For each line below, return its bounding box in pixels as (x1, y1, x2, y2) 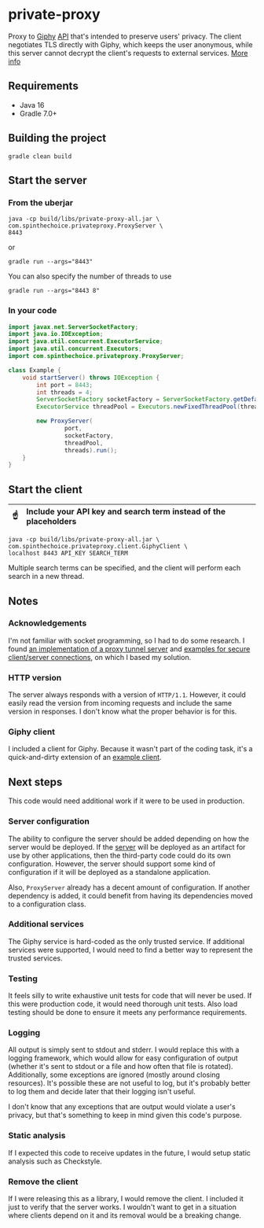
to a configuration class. (8, 899, 86, 909)
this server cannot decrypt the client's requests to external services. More (8, 48, 249, 57)
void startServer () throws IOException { (22, 374, 159, 382)
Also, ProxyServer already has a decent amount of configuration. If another (8, 883, 250, 892)
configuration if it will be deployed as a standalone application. (8, 867, 211, 876)
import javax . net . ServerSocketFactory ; (8, 323, 139, 331)
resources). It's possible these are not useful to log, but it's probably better (8, 1079, 251, 1088)
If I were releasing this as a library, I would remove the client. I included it (8, 1193, 244, 1203)
